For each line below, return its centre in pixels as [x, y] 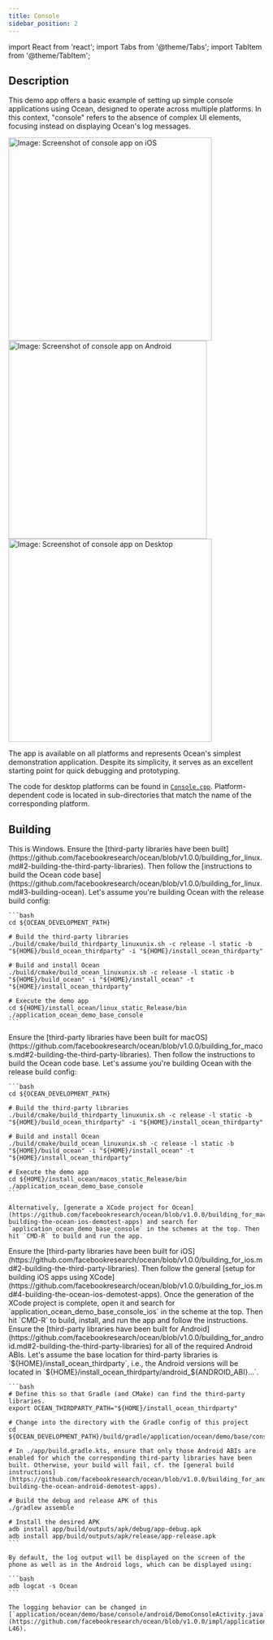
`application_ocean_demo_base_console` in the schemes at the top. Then [134, 1229]
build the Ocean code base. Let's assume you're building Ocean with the [130, 1063]
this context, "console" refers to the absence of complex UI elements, [125, 118]
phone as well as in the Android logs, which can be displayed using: [130, 1565]
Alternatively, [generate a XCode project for [89, 1208]
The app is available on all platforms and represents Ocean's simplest [125, 753]
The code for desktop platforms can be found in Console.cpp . [110, 787]
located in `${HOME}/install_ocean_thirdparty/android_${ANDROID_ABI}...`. [134, 1372]
